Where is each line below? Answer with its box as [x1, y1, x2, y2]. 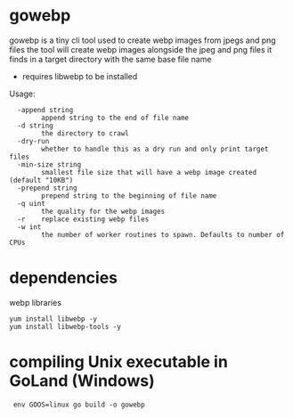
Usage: [9, 88, 36, 99]
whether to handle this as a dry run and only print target [41, 144, 269, 153]
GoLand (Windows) [9, 371, 156, 391]
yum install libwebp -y [9, 314, 98, 324]
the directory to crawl [41, 128, 129, 138]
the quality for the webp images [41, 207, 166, 216]
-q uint [17, 199, 46, 208]
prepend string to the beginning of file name [41, 191, 217, 201]
